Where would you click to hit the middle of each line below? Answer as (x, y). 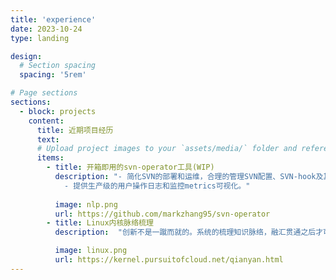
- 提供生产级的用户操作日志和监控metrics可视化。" (157, 186)
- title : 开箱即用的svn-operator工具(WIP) (130, 167)
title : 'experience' (53, 19)
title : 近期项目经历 (75, 130)
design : (26, 56)
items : (50, 158)
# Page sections (44, 93)
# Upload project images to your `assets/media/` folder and (167, 149)
